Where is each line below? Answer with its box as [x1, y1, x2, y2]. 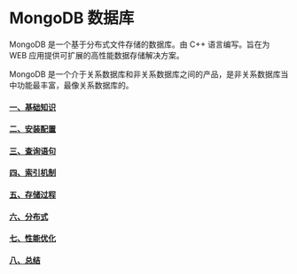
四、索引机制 [9, 167, 56, 178]
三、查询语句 [9, 145, 56, 156]
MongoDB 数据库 [9, 8, 135, 28]
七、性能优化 [9, 233, 56, 244]
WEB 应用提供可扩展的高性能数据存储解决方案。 [9, 49, 184, 60]
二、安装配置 [9, 124, 56, 134]
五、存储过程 [9, 189, 56, 200]
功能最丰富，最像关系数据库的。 [16, 80, 134, 90]
